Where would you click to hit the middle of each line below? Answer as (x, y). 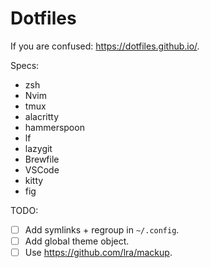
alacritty (42, 116)
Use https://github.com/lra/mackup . (98, 253)
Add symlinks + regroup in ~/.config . (102, 229)
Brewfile (42, 159)
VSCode (42, 169)
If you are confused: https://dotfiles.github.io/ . (105, 46)
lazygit (38, 148)
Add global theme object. (77, 241)
